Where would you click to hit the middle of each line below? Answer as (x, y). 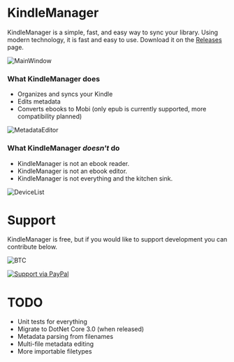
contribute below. (32, 247)
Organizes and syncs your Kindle (65, 94)
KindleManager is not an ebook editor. (72, 171)
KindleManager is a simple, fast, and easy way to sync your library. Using (113, 32)
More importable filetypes (54, 351)
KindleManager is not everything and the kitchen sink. (95, 178)
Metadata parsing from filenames (65, 337)
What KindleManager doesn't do (64, 148)
